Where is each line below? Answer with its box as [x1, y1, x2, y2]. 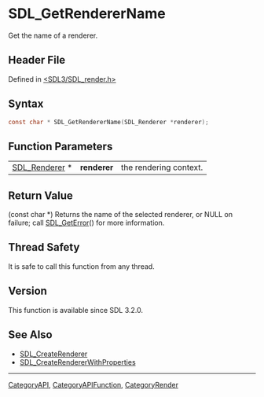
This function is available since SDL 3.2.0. [8, 305, 144, 314]
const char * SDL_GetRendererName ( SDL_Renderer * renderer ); [8, 118, 210, 126]
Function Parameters [8, 139, 113, 153]
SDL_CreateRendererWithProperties [19, 357, 136, 366]
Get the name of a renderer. [8, 31, 98, 40]
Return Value [8, 189, 73, 202]
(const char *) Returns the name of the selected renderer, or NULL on [8, 210, 233, 219]
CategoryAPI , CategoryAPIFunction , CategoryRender [8, 380, 179, 389]
